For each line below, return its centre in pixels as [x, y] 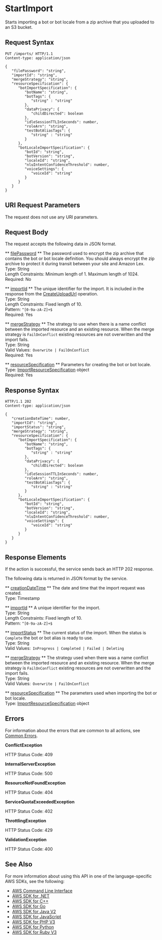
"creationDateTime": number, [41, 419]
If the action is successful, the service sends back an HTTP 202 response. [80, 569]
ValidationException [26, 840]
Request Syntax [30, 43]
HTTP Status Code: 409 [29, 754]
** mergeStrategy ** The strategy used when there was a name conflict [77, 658]
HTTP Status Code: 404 [29, 792]
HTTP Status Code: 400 [29, 849]
